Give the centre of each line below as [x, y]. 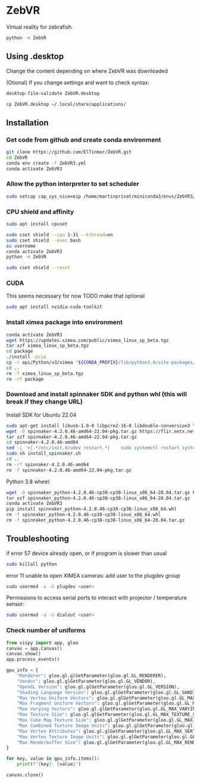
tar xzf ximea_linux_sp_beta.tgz [48, 346]
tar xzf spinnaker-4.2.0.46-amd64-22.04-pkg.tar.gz [71, 437]
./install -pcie [26, 357]
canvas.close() [25, 775]
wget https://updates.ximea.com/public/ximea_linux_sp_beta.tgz [87, 340]
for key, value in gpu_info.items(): [53, 759]
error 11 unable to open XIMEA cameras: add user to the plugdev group [93, 575]
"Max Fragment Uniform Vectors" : [58, 704]
